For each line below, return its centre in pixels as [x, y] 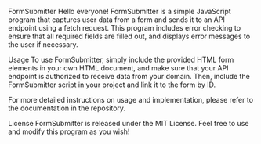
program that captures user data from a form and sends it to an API [116, 20]
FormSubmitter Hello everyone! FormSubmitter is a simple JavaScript [120, 11]
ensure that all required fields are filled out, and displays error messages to [129, 36]
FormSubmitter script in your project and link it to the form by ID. [112, 85]
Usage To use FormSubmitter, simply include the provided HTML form [121, 59]
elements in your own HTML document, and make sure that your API [118, 68]
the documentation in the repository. [67, 108]
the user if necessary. [43, 45]
